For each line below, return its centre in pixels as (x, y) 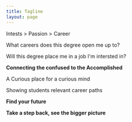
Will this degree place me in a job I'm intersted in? (66, 56)
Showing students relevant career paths (54, 90)
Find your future (26, 101)
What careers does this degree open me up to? (63, 45)
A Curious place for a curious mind (48, 79)
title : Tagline (25, 11)
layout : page (22, 17)
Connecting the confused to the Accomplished (64, 67)
